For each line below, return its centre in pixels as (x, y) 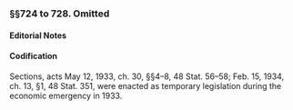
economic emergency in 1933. (66, 95)
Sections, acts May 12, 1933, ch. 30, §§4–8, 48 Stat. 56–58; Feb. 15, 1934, (147, 76)
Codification (33, 56)
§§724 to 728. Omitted (60, 14)
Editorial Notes (38, 35)
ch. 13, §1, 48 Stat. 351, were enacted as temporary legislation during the (146, 85)
